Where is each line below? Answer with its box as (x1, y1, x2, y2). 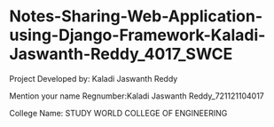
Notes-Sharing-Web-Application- (9, 6, 263, 27)
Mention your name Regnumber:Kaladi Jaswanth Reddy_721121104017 (9, 91, 264, 101)
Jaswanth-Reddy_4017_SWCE (9, 44, 233, 64)
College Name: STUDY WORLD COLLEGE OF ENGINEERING (9, 107, 228, 118)
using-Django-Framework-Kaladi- (9, 25, 266, 45)
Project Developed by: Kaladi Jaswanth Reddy (9, 73, 178, 83)
